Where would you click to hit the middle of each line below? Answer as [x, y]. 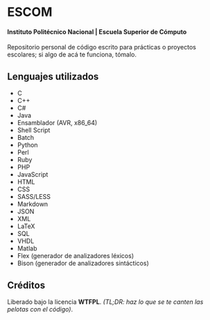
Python [27, 145]
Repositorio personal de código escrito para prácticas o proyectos [102, 47]
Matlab [27, 248]
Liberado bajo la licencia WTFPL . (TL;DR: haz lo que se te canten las [105, 302]
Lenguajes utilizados [53, 76]
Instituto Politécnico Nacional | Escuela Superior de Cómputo [97, 31]
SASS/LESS [34, 197]
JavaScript [33, 175]
